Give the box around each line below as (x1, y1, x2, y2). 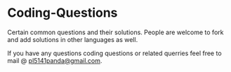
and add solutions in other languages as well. (7, 35, 138, 43)
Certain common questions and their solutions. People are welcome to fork (7, 28, 224, 36)
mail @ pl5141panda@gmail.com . (7, 56, 103, 64)
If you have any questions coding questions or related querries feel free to (7, 49, 223, 57)
